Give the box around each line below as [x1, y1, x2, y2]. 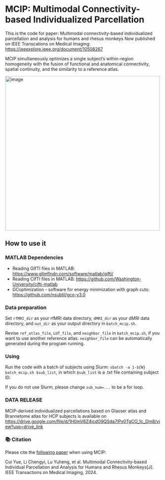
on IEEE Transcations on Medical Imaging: [5, 41, 90, 46]
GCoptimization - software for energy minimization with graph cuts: [12, 286, 150, 292]
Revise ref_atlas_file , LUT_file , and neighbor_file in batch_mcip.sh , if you [5, 330, 160, 336]
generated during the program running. [5, 340, 85, 347]
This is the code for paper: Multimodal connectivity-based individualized [5, 30, 153, 36]
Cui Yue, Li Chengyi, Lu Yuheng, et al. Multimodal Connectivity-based [5, 459, 147, 465]
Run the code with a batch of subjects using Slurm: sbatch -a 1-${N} [5, 364, 146, 370]
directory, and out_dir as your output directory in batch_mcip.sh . [5, 320, 137, 326]
